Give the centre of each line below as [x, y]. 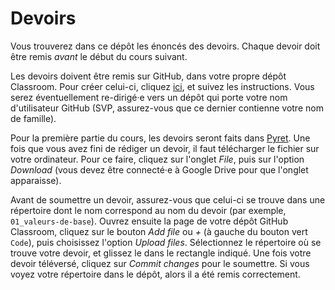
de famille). [33, 118]
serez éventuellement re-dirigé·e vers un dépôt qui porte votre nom [149, 97]
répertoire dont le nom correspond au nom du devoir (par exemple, [148, 210]
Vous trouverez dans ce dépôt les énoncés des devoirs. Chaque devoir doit [165, 46]
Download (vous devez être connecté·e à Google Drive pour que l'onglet [159, 169]
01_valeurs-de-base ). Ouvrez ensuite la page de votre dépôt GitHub [149, 221]
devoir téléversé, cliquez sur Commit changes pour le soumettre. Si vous [160, 263]
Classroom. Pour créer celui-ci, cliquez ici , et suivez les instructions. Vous [162, 86]
